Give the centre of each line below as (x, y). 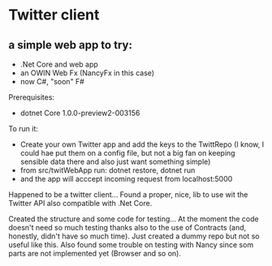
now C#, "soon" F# (52, 82)
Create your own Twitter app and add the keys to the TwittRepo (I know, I (142, 144)
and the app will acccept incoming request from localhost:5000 (126, 179)
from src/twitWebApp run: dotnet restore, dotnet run (108, 170)
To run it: (24, 129)
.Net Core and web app (59, 64)
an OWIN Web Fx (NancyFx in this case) (87, 73)
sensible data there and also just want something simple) (115, 161)
